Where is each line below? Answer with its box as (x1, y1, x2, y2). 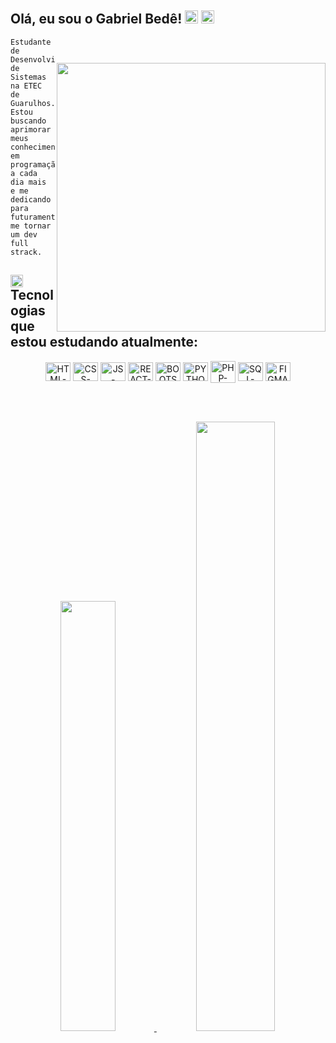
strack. (10, 247, 43, 257)
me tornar (10, 221, 52, 231)
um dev (10, 229, 38, 240)
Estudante (10, 37, 52, 47)
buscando (10, 116, 47, 126)
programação (10, 159, 60, 170)
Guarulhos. (10, 98, 56, 108)
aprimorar (10, 124, 52, 135)
